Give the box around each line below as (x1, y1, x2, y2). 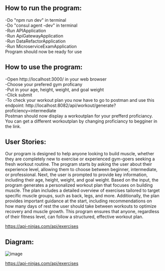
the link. (5, 123, 21, 129)
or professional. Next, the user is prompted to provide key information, (5, 172, 148, 178)
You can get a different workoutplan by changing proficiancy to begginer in (5, 118, 158, 124)
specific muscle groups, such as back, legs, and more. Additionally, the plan (5, 193, 160, 199)
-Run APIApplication (5, 27, 46, 34)
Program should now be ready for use (5, 48, 82, 54)
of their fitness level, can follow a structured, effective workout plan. (5, 214, 144, 220)
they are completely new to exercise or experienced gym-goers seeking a (5, 156, 155, 162)
